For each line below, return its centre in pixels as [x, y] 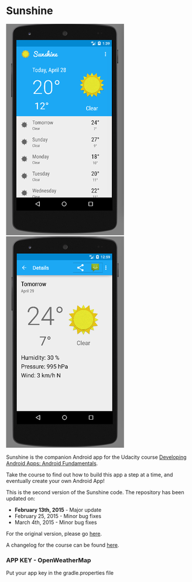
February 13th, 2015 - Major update [58, 510]
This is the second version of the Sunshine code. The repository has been [95, 492]
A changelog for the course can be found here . [63, 545]
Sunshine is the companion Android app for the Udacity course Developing [96, 457]
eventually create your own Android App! [55, 481]
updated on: [21, 498]
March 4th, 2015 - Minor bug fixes [56, 522]
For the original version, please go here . [54, 533]
